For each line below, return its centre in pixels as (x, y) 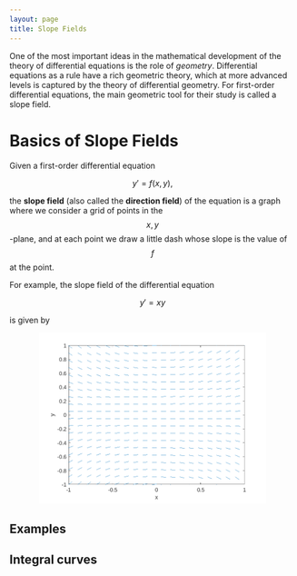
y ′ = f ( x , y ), (153, 184)
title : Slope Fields (49, 29)
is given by (30, 320)
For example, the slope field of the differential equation (112, 285)
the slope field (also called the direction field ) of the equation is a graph (145, 201)
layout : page (34, 19)
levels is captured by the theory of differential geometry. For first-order (142, 84)
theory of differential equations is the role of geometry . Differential (134, 65)
